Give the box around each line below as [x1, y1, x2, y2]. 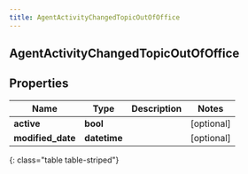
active [13, 117, 41, 130]
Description [131, 102, 182, 115]
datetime [83, 131, 123, 144]
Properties [9, 76, 69, 91]
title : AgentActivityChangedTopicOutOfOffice [9, 12, 180, 22]
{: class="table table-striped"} [9, 154, 120, 165]
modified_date [13, 131, 76, 144]
